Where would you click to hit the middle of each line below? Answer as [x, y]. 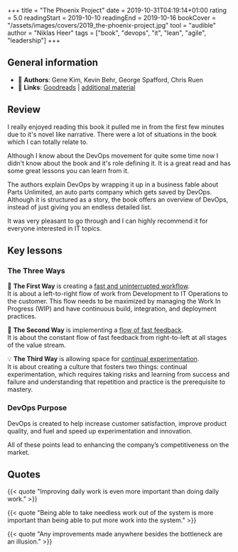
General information [53, 63]
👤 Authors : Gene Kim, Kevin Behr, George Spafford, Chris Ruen [110, 79]
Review [24, 110]
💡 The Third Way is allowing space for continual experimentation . [103, 359]
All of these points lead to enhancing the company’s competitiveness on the [118, 445]
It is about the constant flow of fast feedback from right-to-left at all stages [117, 338]
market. [18, 452]
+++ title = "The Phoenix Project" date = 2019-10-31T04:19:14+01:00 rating [117, 10]
